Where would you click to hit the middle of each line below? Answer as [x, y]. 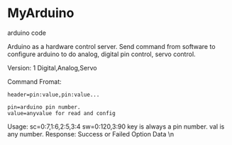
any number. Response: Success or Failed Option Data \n [91, 134]
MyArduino [41, 13]
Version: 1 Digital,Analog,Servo [52, 68]
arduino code [27, 33]
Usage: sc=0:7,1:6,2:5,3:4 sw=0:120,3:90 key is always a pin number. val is [116, 127]
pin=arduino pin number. [44, 107]
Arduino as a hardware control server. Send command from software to [111, 46]
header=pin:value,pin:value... [54, 95]
